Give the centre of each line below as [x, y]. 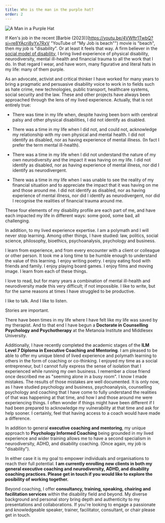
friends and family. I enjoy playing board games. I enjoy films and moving [79, 266]
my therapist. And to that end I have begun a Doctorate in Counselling [77, 325]
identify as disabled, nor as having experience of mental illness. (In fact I [86, 140]
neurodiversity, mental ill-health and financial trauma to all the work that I [79, 59]
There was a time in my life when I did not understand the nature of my [84, 154]
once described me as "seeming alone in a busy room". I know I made [76, 376]
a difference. [18, 418]
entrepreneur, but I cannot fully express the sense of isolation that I [73, 366]
